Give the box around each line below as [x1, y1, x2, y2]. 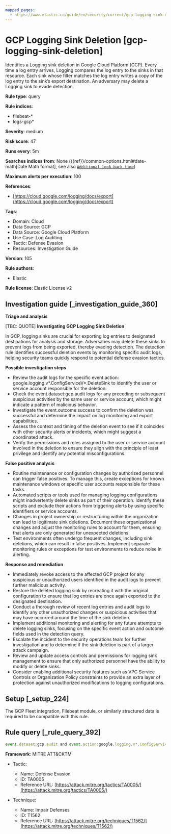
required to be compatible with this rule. [5, 714, 89, 720]
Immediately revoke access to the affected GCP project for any [12, 571, 145, 577]
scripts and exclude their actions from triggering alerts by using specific [12, 503, 164, 509]
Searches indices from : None [5, 158, 68, 164]
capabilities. [12, 418, 38, 424]
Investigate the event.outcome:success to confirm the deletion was [12, 407, 154, 413]
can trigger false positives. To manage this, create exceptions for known [12, 475, 164, 482]
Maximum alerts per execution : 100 [5, 173, 81, 180]
